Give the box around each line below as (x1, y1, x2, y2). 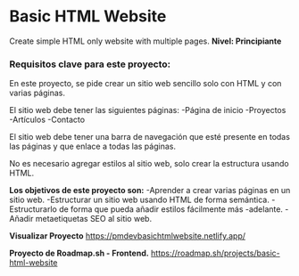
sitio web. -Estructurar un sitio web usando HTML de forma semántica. (9, 194, 270, 206)
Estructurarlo (9, 204, 58, 215)
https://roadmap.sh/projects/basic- (150, 248, 281, 259)
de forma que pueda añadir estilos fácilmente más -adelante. (59, 204, 284, 215)
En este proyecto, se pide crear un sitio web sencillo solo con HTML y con (9, 78, 282, 89)
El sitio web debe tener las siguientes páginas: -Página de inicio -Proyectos (9, 105, 287, 116)
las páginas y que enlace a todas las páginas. (9, 141, 177, 152)
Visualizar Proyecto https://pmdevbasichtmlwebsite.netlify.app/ (9, 231, 246, 241)
